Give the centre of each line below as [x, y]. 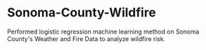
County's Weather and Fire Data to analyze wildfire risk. [86, 38]
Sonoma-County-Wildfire [82, 13]
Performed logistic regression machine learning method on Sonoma [103, 32]
